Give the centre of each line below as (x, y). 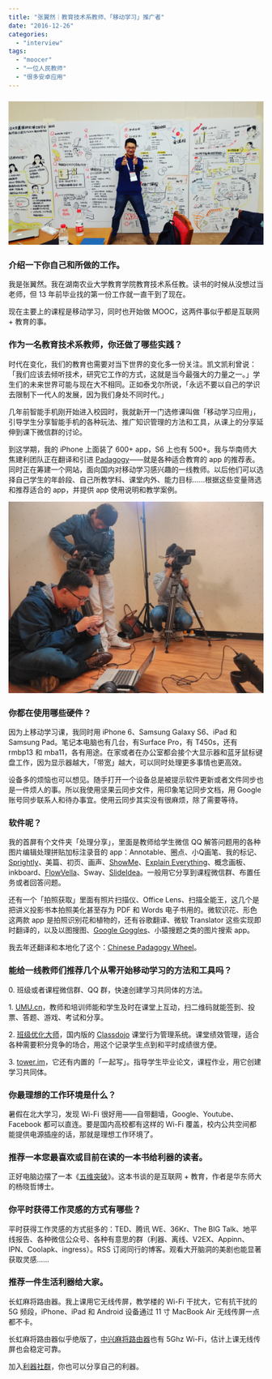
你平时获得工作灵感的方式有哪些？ (75, 1210)
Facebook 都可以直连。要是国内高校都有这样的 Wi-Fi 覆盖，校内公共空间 (129, 1124)
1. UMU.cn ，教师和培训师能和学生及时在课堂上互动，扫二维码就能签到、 (128, 1007)
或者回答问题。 (40, 883)
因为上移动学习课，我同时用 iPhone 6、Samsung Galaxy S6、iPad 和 (123, 732)
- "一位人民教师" (41, 69)
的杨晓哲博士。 (33, 1187)
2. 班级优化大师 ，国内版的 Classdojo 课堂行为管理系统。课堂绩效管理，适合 (134, 1034)
